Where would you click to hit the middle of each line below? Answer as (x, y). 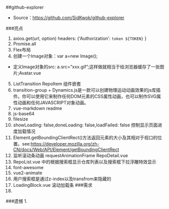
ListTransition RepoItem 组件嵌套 (47, 84)
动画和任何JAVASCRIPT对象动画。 (53, 102)
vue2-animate (27, 173)
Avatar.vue (30, 73)
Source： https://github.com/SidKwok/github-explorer (69, 18)
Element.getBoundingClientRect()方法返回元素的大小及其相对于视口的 (85, 137)
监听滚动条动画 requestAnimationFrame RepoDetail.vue (70, 155)
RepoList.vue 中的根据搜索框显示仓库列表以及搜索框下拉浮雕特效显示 (85, 162)
